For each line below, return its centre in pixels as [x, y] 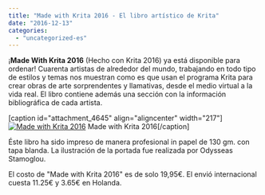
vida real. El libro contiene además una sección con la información [117, 94]
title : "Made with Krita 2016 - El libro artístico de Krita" [114, 16]
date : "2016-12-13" [41, 23]
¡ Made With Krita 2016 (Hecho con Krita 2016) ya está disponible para [125, 60]
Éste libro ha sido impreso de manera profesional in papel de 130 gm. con [129, 142]
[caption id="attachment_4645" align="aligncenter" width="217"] [116, 118]
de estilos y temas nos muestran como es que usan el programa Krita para [131, 77]
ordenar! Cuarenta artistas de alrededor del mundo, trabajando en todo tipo [132, 69]
